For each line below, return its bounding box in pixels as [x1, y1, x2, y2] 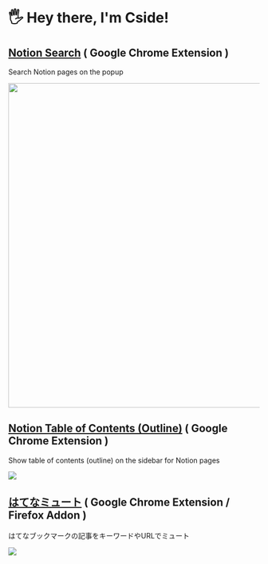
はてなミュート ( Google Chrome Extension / [8, 495, 230, 510]
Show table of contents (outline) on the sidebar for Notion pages [8, 455, 220, 465]
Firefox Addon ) [8, 509, 87, 522]
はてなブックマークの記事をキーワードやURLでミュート [8, 530, 190, 540]
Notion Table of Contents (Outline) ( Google [8, 422, 228, 435]
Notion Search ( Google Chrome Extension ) [8, 46, 229, 59]
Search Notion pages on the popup [8, 67, 124, 77]
